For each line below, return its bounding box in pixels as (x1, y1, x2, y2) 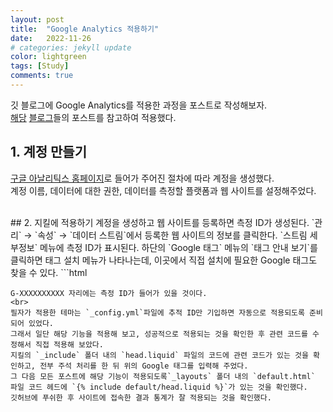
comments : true (10, 71, 74, 81)
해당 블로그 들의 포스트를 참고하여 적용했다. (10, 111, 177, 123)
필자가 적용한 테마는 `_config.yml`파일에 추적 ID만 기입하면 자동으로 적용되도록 (10, 307, 305, 318)
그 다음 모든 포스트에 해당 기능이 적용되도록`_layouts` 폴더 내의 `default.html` (10, 371, 316, 381)
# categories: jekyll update (10, 42, 132, 53)
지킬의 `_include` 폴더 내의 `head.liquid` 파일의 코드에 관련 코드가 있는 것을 (10, 350, 309, 360)
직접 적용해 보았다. (34, 339, 104, 350)
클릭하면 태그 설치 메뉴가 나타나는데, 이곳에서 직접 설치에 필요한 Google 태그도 (10, 254, 318, 266)
